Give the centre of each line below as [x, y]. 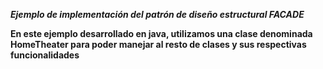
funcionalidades [45, 55]
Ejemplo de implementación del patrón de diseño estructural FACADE [157, 14]
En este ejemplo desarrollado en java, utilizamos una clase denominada [161, 33]
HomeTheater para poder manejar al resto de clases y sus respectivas [158, 44]
